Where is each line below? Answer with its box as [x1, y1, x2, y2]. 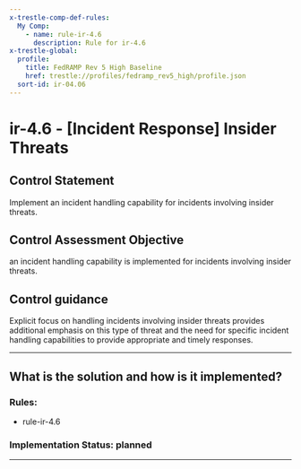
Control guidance [9, 291, 109, 307]
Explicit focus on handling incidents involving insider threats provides [9, 316, 265, 326]
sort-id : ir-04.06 [17, 80, 87, 89]
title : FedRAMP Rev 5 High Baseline [25, 64, 163, 73]
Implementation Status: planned [9, 439, 152, 451]
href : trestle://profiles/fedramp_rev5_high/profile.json [25, 72, 246, 81]
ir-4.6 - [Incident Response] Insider [9, 118, 277, 139]
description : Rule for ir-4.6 [32, 38, 146, 48]
